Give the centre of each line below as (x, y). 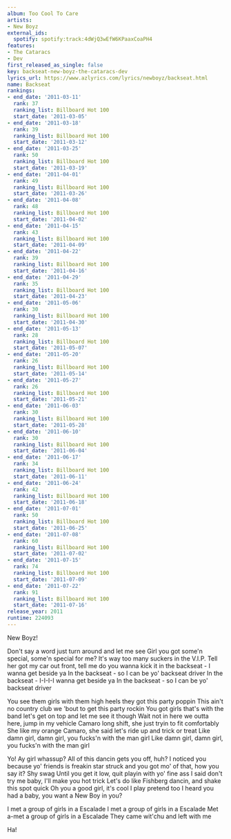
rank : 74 (26, 567)
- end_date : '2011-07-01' (44, 509)
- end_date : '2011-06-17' (44, 457)
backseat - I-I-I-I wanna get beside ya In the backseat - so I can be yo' (108, 680)
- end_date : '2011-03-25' (44, 149)
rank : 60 (26, 541)
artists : (20, 20)
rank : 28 (26, 335)
